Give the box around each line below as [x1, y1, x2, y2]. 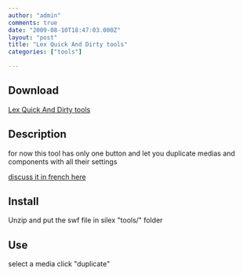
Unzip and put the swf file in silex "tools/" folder [8, 215, 163, 225]
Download [8, 84, 59, 97]
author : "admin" [8, 11, 61, 20]
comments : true [8, 19, 58, 27]
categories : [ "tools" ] [8, 48, 82, 56]
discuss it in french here [8, 172, 86, 181]
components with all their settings [8, 156, 118, 166]
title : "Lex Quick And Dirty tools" [8, 41, 128, 49]
